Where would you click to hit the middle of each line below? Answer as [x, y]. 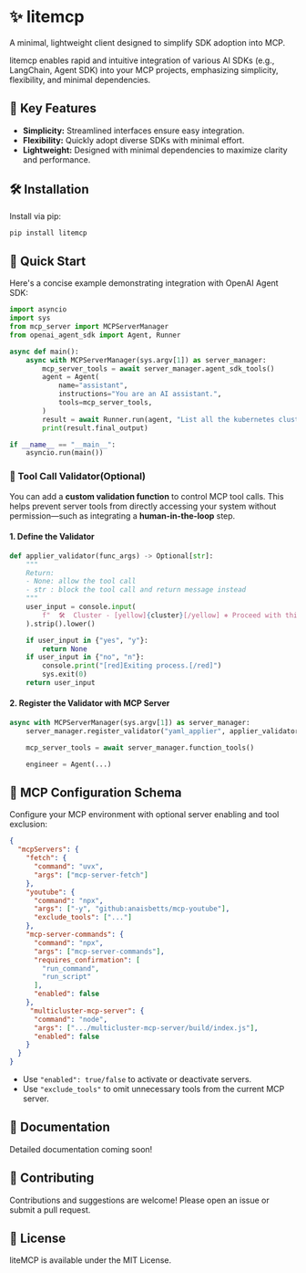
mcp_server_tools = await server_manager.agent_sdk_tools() [158, 368]
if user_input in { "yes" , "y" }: [87, 640]
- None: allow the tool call [81, 582]
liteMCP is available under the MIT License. [91, 1260]
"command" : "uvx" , [68, 867]
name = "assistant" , [93, 385]
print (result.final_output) [95, 428]
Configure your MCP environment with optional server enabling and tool [144, 815]
